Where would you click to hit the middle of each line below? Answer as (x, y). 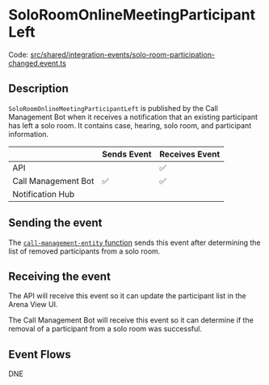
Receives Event (190, 154)
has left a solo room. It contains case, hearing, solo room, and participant (130, 125)
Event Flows (40, 354)
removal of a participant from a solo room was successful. (105, 329)
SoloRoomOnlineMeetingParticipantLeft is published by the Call (113, 108)
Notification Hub (44, 194)
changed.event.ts (38, 63)
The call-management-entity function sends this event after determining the (134, 242)
